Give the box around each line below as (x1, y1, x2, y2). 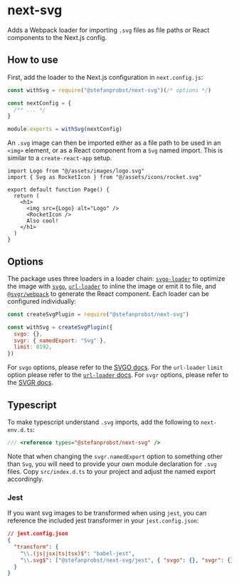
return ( (14, 192, 40, 200)
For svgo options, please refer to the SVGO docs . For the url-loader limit (7, 363, 223, 372)
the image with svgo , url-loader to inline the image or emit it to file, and (7, 282, 217, 290)
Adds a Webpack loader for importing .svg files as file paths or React (7, 26, 210, 34)
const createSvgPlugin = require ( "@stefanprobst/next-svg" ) (7, 311, 190, 318)
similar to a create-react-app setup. (7, 154, 112, 162)
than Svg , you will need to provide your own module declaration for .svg (7, 459, 217, 468)
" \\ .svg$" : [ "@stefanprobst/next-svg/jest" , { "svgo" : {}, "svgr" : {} (20, 557, 234, 564)
